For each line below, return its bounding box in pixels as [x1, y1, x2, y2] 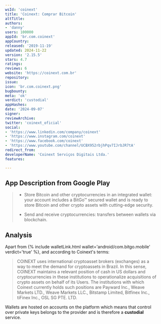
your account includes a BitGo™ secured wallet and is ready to [24, 197, 148, 203]
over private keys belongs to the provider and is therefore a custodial [5, 309, 144, 315]
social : [5, 125, 21, 130]
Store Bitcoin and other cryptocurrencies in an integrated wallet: [24, 192, 153, 198]
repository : [5, 75, 29, 80]
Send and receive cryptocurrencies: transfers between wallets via [24, 211, 156, 217]
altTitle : [5, 16, 25, 21]
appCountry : [5, 39, 29, 44]
